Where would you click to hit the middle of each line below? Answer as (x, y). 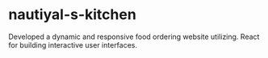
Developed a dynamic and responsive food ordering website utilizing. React (134, 37)
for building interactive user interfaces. (73, 44)
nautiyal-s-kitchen (73, 15)
